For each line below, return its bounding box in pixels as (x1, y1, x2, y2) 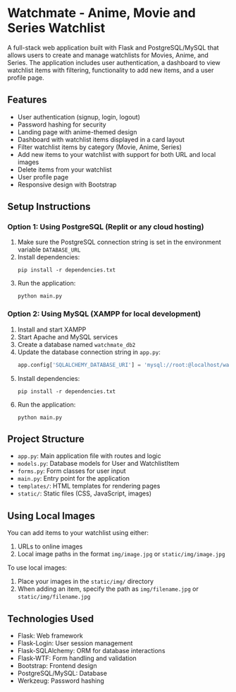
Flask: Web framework (17, 631, 83, 640)
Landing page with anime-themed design (17, 127, 137, 136)
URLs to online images (17, 542, 83, 551)
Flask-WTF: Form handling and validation (17, 654, 137, 662)
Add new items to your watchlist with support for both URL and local (17, 150, 216, 158)
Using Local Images (7, 510, 96, 522)
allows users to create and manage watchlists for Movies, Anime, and (7, 51, 209, 59)
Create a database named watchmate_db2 (17, 340, 136, 348)
